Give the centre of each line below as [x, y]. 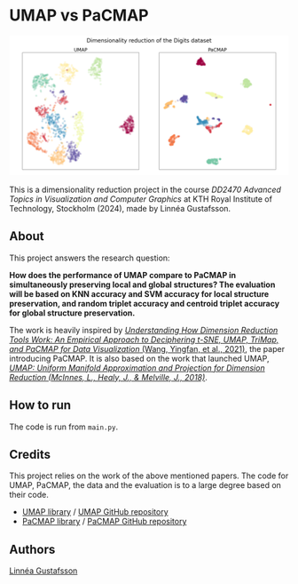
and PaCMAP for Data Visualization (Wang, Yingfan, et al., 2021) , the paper [147, 348]
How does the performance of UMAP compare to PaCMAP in [123, 275]
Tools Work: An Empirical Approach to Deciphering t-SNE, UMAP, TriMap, [144, 340]
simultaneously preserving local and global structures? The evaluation [142, 284]
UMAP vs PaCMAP [79, 16]
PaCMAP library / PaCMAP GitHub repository [104, 522]
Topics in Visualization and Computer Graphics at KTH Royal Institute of [141, 199]
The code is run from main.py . [63, 427]
